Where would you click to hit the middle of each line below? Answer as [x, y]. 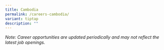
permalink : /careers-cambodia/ [37, 14]
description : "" [22, 23]
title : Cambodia [22, 10]
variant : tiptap [22, 19]
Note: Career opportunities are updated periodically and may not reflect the [82, 37]
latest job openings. [25, 43]
